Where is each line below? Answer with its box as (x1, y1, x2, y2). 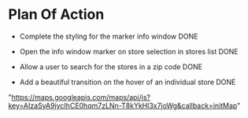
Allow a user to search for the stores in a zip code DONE (19, 61, 203, 72)
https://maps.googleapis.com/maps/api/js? (11, 92, 151, 101)
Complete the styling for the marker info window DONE (19, 31, 198, 41)
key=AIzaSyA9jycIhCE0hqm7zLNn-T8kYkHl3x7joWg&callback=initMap (8, 101, 238, 110)
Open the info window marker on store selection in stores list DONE (19, 46, 239, 56)
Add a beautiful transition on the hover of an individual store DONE (19, 77, 236, 87)
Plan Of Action (8, 6, 105, 24)
